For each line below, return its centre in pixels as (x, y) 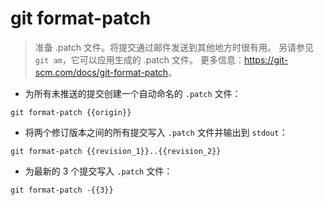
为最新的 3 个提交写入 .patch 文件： (98, 171)
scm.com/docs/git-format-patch (101, 72)
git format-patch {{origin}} (71, 112)
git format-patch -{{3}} (62, 190)
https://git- (266, 59)
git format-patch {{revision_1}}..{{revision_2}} (116, 151)
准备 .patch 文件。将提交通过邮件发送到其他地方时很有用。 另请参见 (174, 47)
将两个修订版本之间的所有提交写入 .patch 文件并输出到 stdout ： (156, 132)
